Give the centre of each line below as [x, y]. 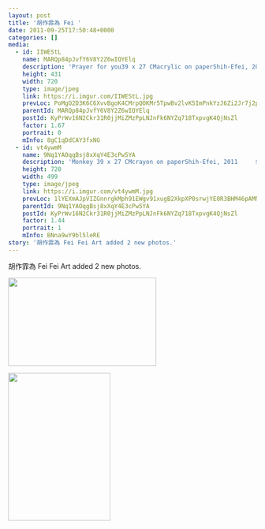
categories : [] [33, 37]
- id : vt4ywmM [38, 147]
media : [19, 45]
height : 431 [42, 74]
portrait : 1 [42, 228]
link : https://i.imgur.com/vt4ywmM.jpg [88, 191]
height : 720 [42, 170]
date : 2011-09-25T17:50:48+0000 [61, 30]
